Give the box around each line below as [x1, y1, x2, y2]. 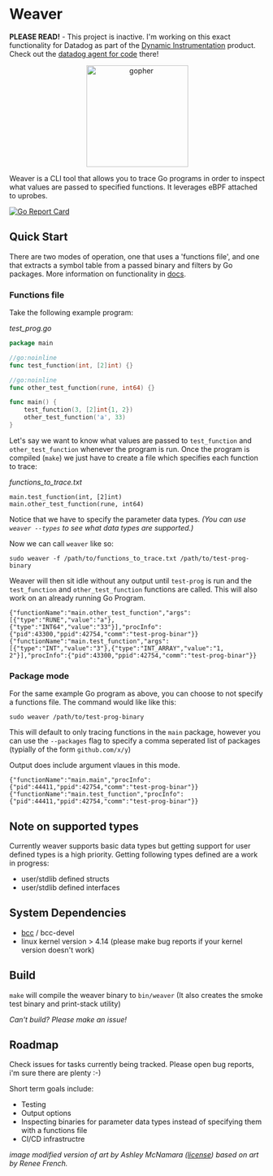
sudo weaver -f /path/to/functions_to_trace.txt [9, 554, 177, 562]
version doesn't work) [20, 944, 95, 955]
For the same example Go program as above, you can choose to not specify [9, 688, 263, 699]
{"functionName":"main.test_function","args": [9, 637, 170, 645]
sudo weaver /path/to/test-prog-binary [9, 713, 145, 722]
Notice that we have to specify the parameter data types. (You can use [9, 514, 246, 524]
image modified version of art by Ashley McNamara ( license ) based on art [9, 1150, 259, 1160]
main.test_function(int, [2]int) [9, 493, 123, 501]
